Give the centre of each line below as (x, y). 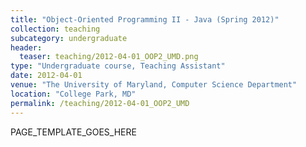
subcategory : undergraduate (69, 38)
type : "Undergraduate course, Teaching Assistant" (118, 66)
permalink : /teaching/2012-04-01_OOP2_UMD (100, 103)
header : (26, 47)
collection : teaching (55, 29)
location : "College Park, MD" (73, 94)
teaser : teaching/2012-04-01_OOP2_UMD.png (109, 57)
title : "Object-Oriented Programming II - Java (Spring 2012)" (145, 19)
